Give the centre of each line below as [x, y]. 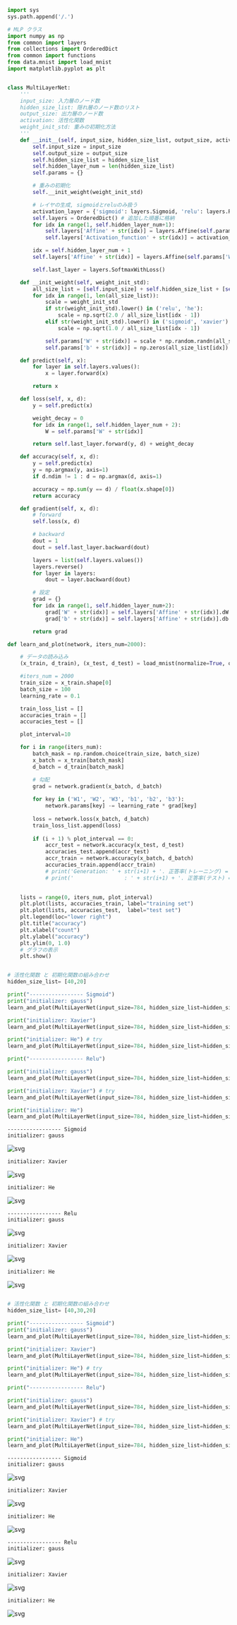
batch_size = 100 [45, 689]
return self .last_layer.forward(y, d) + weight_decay [113, 444]
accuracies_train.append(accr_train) [101, 865]
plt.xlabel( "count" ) [50, 930]
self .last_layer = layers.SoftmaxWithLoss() [99, 269]
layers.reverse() [58, 567]
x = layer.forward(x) [77, 374]
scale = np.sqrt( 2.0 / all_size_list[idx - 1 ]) [129, 315]
